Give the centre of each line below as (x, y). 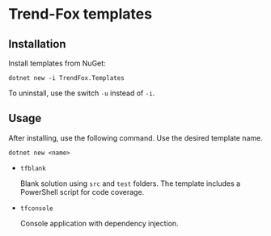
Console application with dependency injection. (100, 223)
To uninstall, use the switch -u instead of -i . (82, 93)
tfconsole (37, 208)
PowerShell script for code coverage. (82, 192)
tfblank (33, 168)
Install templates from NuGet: (57, 63)
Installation (37, 44)
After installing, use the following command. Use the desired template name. (135, 137)
